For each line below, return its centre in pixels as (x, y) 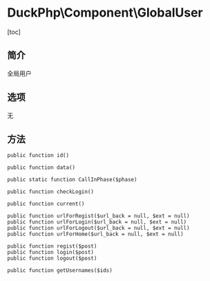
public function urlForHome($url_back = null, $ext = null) (96, 234)
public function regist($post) (52, 246)
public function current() (46, 204)
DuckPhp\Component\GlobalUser (105, 13)
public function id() (38, 156)
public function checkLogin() (51, 192)
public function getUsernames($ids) (60, 271)
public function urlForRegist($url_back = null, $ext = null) (98, 216)
